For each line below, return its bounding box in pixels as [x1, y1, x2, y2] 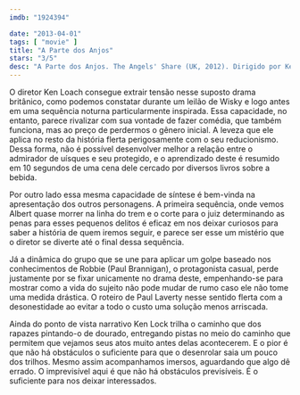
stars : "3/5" [9, 54, 58, 63]
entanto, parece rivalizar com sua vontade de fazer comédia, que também [9, 115, 282, 126]
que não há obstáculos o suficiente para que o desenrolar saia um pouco [9, 347, 279, 358]
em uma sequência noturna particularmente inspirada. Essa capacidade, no [9, 106, 287, 116]
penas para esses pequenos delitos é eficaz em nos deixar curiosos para [9, 218, 279, 228]
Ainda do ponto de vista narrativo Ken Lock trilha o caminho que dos [9, 318, 262, 329]
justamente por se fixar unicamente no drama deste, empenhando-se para [9, 273, 284, 284]
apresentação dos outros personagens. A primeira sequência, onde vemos [9, 199, 284, 210]
